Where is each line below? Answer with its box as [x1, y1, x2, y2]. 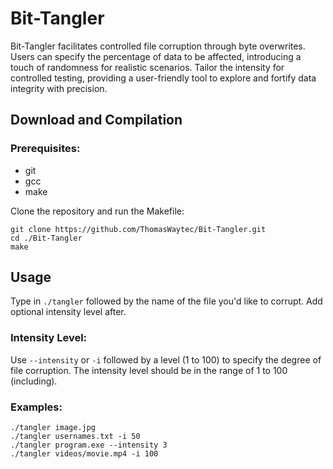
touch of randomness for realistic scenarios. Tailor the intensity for [10, 61, 285, 73]
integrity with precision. [10, 82, 108, 94]
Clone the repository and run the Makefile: [10, 205, 185, 217]
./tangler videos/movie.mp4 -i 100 [10, 449, 159, 459]
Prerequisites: [10, 142, 81, 156]
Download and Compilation [10, 112, 183, 129]
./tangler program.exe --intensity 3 [10, 440, 168, 451]
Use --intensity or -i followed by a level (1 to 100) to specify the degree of [10, 353, 322, 366]
